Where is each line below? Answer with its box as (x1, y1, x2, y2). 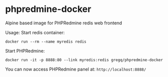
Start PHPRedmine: (5, 48, 45, 54)
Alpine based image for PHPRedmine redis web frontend (5, 20, 122, 26)
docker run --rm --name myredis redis (5, 39, 87, 44)
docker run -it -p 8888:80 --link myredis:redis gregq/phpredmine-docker (5, 57, 163, 63)
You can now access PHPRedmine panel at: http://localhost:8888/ (5, 66, 146, 72)
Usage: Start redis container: (5, 29, 65, 35)
